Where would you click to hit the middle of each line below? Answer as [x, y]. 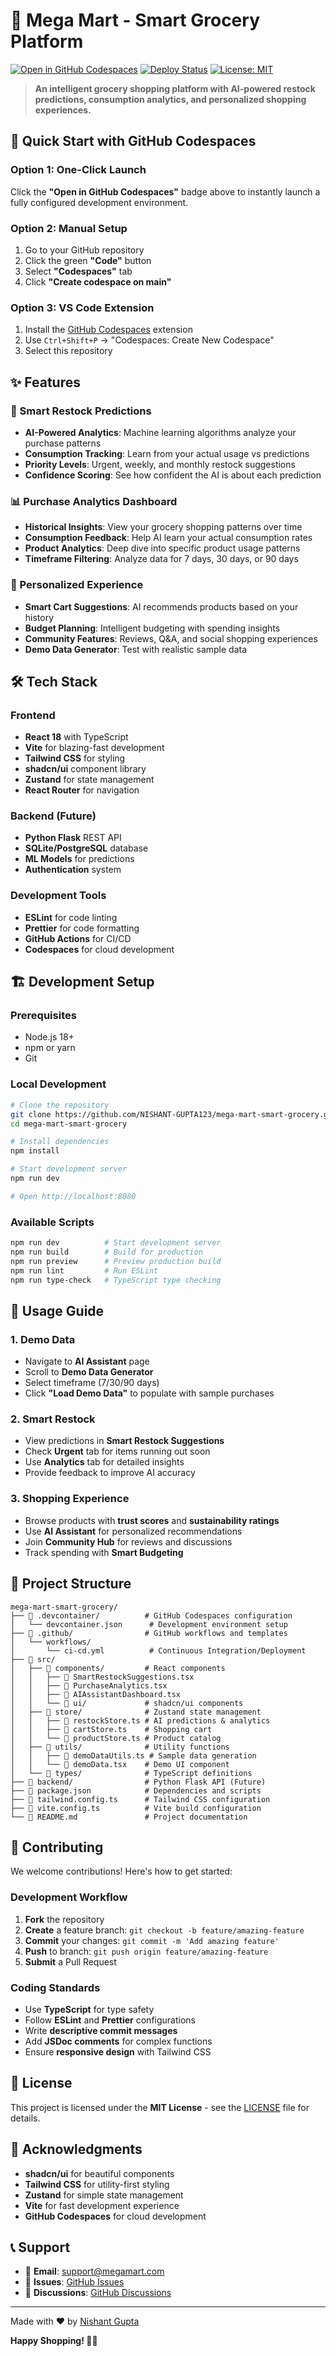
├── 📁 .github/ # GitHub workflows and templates [149, 1633]
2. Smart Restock [53, 1419]
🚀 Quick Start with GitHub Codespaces [133, 141]
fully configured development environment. [99, 202]
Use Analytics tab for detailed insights [104, 1462]
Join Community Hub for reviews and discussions [128, 1541]
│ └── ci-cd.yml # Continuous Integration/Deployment [158, 1650]
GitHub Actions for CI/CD [78, 938]
